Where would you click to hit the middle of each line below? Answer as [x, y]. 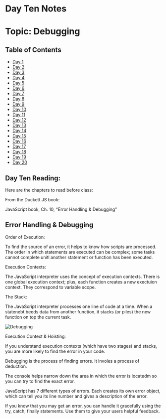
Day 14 [19, 131]
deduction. [16, 366]
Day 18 [19, 152]
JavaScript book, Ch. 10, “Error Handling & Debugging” [61, 209]
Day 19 [19, 157]
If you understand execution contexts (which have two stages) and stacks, [81, 346]
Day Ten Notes [36, 9]
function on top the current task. [38, 317]
